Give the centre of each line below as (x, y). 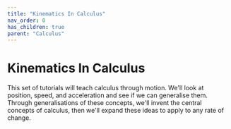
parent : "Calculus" (36, 33)
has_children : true (36, 27)
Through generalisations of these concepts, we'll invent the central (105, 103)
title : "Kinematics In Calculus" (57, 14)
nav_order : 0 (26, 20)
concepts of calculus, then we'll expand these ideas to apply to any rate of (116, 111)
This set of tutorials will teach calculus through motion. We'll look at (106, 88)
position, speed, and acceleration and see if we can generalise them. (108, 95)
